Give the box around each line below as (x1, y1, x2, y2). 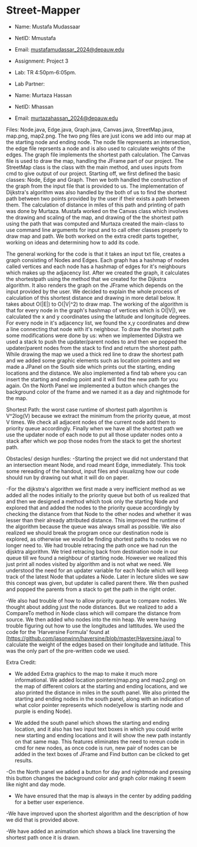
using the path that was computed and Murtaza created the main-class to (6, 220, 185, 227)
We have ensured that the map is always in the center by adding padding (14, 792, 192, 799)
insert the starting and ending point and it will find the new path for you (6, 375, 178, 382)
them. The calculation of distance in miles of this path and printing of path (6, 201, 185, 208)
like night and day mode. (6, 780, 66, 788)
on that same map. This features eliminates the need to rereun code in (14, 738, 185, 745)
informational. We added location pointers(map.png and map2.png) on (14, 676, 186, 684)
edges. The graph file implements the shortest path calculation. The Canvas (6, 151, 190, 158)
